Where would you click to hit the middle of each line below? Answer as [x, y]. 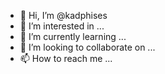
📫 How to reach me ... [66, 58]
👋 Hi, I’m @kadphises [63, 15]
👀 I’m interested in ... [62, 26]
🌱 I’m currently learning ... [73, 36]
